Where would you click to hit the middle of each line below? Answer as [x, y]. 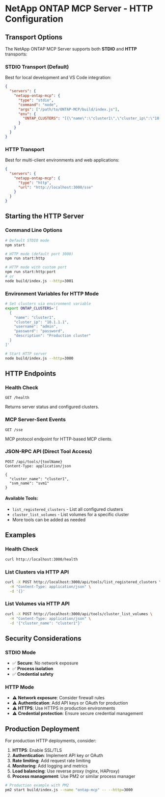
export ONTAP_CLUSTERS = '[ [31, 308]
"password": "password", [39, 331]
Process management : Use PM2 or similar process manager [74, 776]
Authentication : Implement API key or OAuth [57, 756]
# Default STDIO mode [27, 240]
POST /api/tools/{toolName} [34, 462]
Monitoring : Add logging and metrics [50, 766]
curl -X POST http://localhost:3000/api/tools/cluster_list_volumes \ [79, 614]
